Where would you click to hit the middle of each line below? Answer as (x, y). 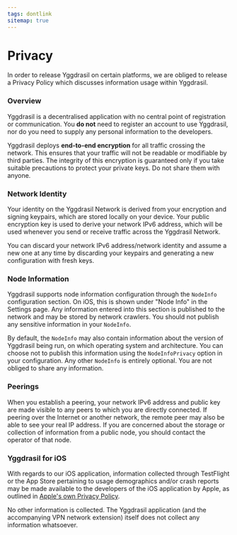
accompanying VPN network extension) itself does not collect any (104, 517)
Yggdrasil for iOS (37, 458)
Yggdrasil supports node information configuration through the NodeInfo (112, 294)
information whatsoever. (42, 524)
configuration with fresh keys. (51, 261)
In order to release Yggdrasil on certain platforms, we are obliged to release (117, 75)
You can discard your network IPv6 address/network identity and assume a (117, 246)
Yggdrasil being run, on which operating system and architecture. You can (115, 346)
